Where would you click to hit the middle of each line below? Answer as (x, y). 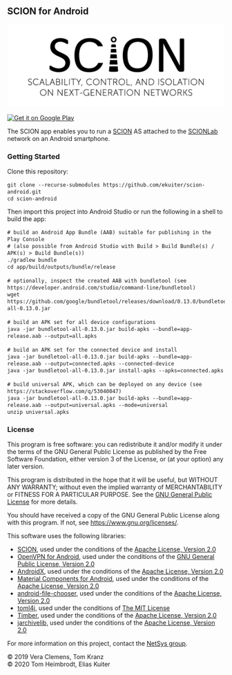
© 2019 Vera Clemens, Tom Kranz (56, 657)
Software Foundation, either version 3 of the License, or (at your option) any (115, 459)
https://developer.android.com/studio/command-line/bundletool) (101, 288)
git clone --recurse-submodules (54, 185)
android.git (24, 192)
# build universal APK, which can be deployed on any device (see (105, 385)
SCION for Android (48, 11)
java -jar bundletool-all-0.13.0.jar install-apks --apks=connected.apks (116, 371)
